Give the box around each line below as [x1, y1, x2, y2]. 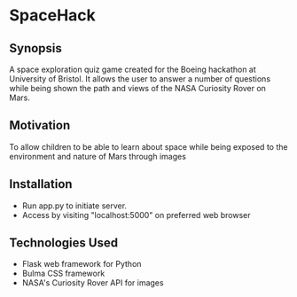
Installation [9, 176, 73, 191]
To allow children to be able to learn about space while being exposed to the [9, 141, 288, 152]
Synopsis [9, 41, 62, 56]
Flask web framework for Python [21, 259, 142, 270]
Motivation [9, 118, 71, 133]
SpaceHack [9, 5, 96, 26]
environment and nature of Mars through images [9, 151, 186, 161]
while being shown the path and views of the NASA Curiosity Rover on [9, 83, 266, 93]
